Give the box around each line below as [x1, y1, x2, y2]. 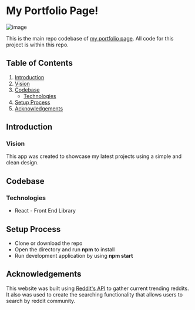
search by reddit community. [6, 297, 76, 304]
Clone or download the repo [14, 240, 83, 247]
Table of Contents [6, 58, 73, 68]
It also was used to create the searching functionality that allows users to [6, 291, 183, 298]
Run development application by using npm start [14, 252, 133, 259]
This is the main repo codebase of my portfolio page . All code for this [6, 35, 174, 42]
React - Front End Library [14, 207, 76, 214]
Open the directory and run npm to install [14, 245, 115, 253]
